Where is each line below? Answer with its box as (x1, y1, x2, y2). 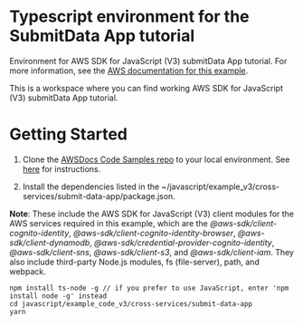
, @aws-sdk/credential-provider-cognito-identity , (89, 237, 275, 248)
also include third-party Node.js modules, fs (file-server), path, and (9, 256, 260, 267)
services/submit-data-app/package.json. (22, 190, 176, 201)
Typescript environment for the (9, 6, 250, 27)
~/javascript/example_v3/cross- (161, 181, 280, 192)
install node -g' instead (9, 292, 107, 301)
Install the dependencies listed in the (22, 181, 160, 192)
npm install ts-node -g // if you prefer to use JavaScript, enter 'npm (9, 283, 289, 292)
